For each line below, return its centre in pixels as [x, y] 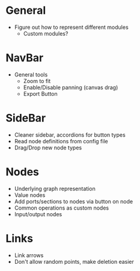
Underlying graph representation [55, 188]
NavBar [25, 58]
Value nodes [30, 195]
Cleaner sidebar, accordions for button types [70, 135]
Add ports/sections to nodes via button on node [74, 201]
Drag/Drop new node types [48, 148]
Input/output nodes [38, 214]
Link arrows [29, 255]
